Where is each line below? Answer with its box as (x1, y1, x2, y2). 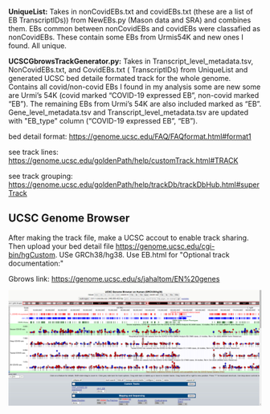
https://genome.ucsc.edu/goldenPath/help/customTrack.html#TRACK (8, 156, 239, 165)
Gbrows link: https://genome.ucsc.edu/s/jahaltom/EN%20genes (8, 274, 220, 283)
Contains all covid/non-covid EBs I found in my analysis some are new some (8, 82, 261, 91)
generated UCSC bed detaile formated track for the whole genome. (8, 74, 231, 83)
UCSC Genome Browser (8, 212, 130, 225)
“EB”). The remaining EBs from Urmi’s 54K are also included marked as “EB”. (8, 99, 262, 108)
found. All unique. (8, 41, 67, 51)
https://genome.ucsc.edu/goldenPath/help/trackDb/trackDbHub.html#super (8, 180, 260, 189)
